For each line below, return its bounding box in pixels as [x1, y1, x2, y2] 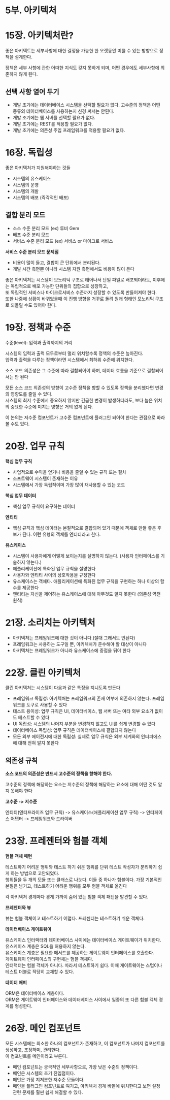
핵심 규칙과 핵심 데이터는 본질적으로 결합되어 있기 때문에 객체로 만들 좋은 [12, 525, 156, 531]
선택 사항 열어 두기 [5, 87, 59, 96]
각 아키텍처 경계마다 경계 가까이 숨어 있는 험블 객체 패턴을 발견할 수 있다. [5, 894, 149, 900]
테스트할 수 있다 [18, 715, 50, 721]
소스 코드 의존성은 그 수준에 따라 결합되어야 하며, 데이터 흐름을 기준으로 [5, 367, 146, 373]
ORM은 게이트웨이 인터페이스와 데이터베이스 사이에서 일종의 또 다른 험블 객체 [5, 996, 158, 1003]
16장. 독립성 [5, 147, 53, 158]
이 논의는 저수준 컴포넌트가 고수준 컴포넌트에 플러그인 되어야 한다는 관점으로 [5, 414, 156, 420]
